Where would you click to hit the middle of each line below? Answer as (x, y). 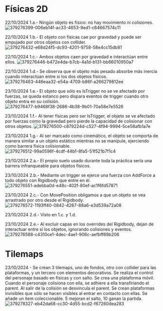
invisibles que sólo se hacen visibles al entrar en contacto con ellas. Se (76, 293)
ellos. (10, 62)
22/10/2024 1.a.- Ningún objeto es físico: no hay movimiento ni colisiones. (79, 22)
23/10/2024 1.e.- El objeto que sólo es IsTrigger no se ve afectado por (75, 91)
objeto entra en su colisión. (32, 101)
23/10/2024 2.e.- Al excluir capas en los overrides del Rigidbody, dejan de (80, 224)
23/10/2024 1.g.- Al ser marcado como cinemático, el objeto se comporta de (81, 136)
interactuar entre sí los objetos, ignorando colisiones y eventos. (69, 229)
